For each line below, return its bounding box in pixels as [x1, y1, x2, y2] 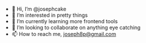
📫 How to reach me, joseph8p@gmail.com [11, 31, 117, 37]
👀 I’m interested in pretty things [11, 12, 88, 19]
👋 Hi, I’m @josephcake [11, 6, 67, 12]
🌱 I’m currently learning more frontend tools [11, 18, 118, 24]
